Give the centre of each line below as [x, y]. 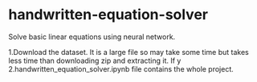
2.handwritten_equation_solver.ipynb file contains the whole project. [121, 68]
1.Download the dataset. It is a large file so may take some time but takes [128, 52]
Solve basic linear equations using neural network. [92, 37]
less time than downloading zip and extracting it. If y [95, 61]
